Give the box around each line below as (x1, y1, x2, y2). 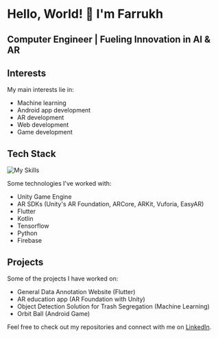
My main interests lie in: (7, 86, 74, 94)
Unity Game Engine (16, 193, 72, 201)
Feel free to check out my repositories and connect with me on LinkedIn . (7, 323, 212, 331)
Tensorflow (16, 222, 49, 230)
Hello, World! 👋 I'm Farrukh (7, 6, 163, 22)
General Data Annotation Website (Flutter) (16, 288, 136, 296)
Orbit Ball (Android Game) (16, 310, 90, 318)
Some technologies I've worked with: (7, 180, 112, 188)
